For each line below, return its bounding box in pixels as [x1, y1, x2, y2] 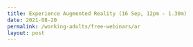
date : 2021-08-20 [7, 17, 57, 23]
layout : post [7, 29, 45, 37]
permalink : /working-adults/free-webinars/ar [7, 23, 140, 30]
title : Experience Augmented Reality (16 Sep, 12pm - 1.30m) [7, 10, 187, 17]
